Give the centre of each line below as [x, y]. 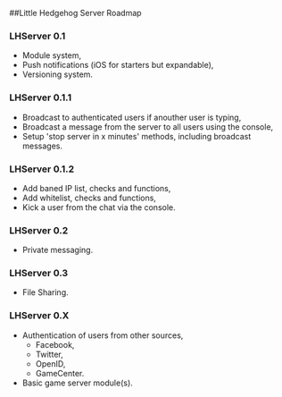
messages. [42, 146]
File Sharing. [45, 292]
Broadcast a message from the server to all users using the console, [148, 127]
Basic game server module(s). [78, 383]
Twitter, [50, 354]
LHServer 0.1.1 [41, 97]
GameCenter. [60, 373]
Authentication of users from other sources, [103, 335]
